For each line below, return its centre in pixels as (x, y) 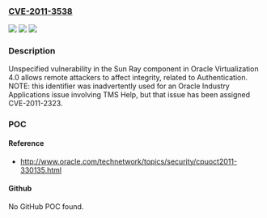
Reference (26, 143)
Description (32, 51)
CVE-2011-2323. (36, 103)
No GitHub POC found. (46, 206)
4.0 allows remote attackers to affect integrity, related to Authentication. (128, 77)
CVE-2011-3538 (40, 11)
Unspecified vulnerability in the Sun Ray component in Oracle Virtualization (133, 68)
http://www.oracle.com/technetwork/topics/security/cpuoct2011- (128, 161)
